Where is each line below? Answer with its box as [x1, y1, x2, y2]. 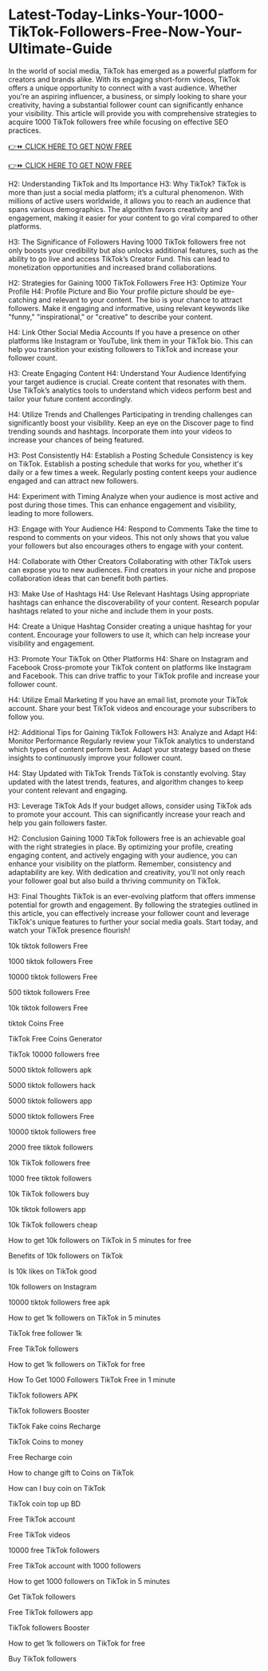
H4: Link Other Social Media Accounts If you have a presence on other [8, 327, 240, 337]
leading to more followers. [8, 508, 94, 518]
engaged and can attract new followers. [8, 476, 140, 486]
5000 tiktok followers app [8, 1096, 93, 1105]
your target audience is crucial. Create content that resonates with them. [8, 377, 247, 386]
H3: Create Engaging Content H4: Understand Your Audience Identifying [8, 368, 246, 378]
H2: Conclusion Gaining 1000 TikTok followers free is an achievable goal [8, 834, 246, 843]
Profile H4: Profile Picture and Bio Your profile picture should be [8, 286, 218, 296]
